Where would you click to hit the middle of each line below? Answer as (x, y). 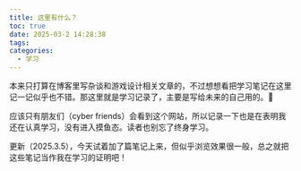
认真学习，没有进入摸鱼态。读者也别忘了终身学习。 (119, 127)
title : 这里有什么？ (43, 17)
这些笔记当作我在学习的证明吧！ (68, 157)
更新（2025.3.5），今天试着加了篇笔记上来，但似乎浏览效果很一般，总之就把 (149, 146)
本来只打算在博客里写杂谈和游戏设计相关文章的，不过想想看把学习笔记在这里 (150, 85)
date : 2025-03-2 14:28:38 (57, 34)
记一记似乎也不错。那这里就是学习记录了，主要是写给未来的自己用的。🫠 (142, 97)
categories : (31, 51)
